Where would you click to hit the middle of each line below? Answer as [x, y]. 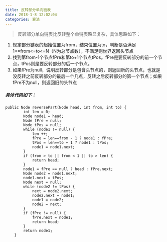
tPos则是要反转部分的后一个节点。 [57, 64]
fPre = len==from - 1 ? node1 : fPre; [72, 138]
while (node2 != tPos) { [49, 187]
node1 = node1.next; [53, 147]
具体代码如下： [21, 95]
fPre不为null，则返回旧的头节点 [45, 83]
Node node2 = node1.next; [50, 174]
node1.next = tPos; [44, 178]
